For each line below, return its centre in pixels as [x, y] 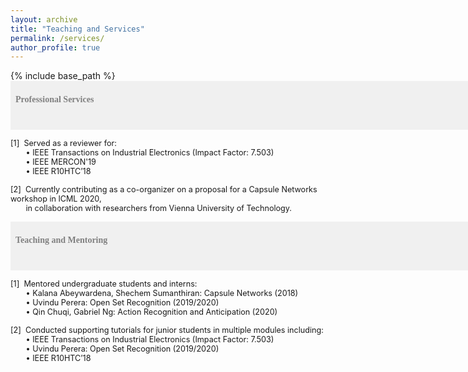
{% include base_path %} [63, 76]
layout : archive [44, 19]
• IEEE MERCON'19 [61, 162]
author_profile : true [55, 47]
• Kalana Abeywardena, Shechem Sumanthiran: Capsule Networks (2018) [162, 293]
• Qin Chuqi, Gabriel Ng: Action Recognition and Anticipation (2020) [151, 312]
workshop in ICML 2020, [56, 199]
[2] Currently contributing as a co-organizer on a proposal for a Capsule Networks [164, 189]
